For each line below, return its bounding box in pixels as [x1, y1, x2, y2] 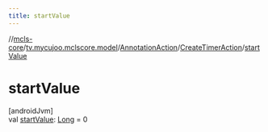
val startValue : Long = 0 [8, 114, 88, 124]
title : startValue [8, 11, 70, 20]
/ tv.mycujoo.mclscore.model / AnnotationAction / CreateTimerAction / [23, 42, 245, 52]
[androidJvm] [8, 105, 54, 115]
